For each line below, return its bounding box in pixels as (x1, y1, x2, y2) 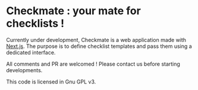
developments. (6, 66, 43, 73)
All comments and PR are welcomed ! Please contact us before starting (6, 60, 180, 67)
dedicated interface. (6, 49, 56, 56)
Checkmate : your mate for (6, 4, 141, 18)
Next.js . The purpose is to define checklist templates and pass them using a (6, 43, 192, 50)
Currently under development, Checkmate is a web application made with (6, 36, 186, 43)
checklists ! (6, 17, 64, 30)
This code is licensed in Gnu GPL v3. (6, 78, 96, 85)
